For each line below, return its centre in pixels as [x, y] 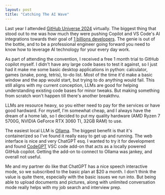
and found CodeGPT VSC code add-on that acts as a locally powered [76, 146]
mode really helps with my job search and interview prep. [63, 187]
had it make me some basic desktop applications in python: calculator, [76, 69]
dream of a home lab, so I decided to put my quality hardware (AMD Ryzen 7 [83, 116]
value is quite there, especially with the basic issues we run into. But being [81, 177]
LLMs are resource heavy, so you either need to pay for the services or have [82, 105]
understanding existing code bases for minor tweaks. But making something [82, 90]
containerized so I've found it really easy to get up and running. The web [79, 136]
